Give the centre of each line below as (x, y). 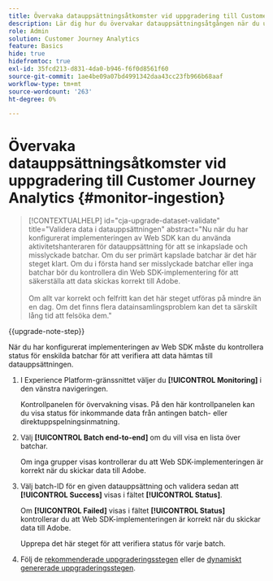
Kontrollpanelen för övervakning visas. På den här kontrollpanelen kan (137, 405)
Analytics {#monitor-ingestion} (117, 198)
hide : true (27, 54)
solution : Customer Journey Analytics (74, 39)
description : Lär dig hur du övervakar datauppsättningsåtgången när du (134, 24)
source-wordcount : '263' (50, 91)
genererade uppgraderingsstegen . (78, 568)
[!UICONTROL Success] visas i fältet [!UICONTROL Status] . (121, 495)
